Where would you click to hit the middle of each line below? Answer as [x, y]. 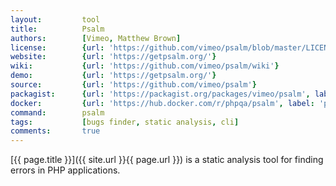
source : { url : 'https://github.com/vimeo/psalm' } [133, 85]
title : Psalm [57, 29]
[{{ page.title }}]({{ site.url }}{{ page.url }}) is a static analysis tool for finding [167, 160]
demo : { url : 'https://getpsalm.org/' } [113, 76]
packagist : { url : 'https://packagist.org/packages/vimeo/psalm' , [160, 94]
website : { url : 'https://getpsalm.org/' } [113, 57]
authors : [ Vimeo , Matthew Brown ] [96, 38]
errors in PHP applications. [65, 170]
